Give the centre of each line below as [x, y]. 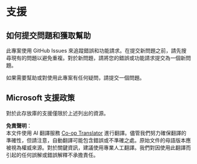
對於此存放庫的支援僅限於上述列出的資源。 [57, 113]
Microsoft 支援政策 [40, 98]
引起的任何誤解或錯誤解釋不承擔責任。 [52, 155]
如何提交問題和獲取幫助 [48, 35]
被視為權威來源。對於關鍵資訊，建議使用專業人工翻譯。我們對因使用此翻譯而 [98, 148]
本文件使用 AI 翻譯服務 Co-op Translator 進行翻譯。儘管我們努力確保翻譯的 [96, 133]
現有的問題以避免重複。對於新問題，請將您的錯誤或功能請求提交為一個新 [98, 58]
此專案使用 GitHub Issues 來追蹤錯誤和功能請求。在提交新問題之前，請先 [94, 51]
